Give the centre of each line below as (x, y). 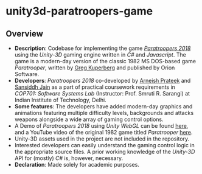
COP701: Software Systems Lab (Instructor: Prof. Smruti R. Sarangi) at (102, 93)
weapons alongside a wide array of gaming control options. (89, 119)
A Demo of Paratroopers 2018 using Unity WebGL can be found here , (101, 126)
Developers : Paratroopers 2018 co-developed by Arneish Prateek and (103, 81)
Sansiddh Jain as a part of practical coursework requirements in (95, 87)
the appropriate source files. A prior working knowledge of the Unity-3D (105, 151)
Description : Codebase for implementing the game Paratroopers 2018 (103, 48)
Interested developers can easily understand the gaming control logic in (105, 145)
